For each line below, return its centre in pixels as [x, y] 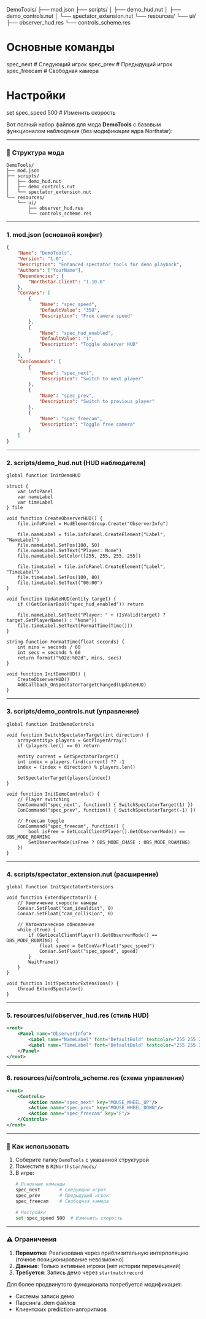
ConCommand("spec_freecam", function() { [71, 826]
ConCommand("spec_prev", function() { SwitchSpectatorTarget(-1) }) [107, 810]
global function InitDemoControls [51, 724]
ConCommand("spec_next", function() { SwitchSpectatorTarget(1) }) [105, 805]
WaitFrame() [44, 962]
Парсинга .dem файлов [45, 1302]
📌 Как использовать [38, 1146]
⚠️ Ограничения [32, 1239]
